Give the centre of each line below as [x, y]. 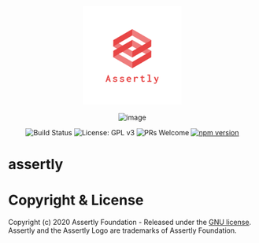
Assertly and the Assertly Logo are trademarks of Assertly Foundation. [122, 230]
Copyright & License [76, 200]
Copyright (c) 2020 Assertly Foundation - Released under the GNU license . [130, 223]
